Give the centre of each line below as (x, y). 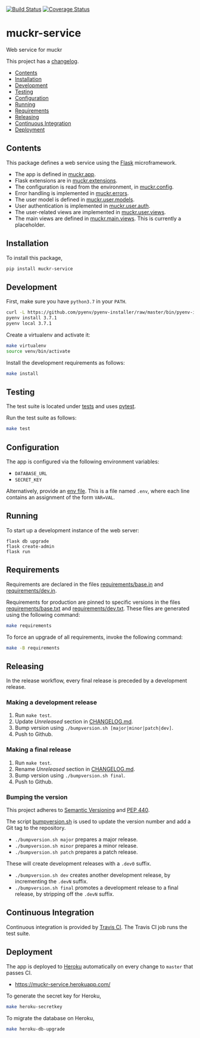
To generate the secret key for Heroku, (54, 996)
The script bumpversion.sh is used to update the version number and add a (99, 821)
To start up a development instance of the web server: (73, 530)
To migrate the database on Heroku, (50, 1018)
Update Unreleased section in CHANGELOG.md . (74, 722)
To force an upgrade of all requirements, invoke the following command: (95, 637)
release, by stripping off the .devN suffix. (64, 894)
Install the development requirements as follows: (65, 362)
